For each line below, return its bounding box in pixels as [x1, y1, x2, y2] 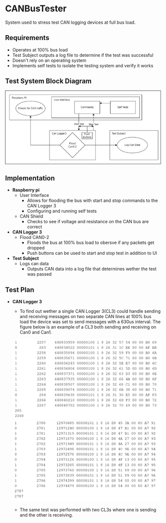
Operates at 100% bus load [12, 47, 68, 52]
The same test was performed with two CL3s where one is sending [19, 507, 157, 513]
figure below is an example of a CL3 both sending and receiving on [19, 324, 157, 330]
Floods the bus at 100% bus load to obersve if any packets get [27, 239, 155, 245]
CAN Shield [19, 213, 43, 219]
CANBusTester [5, 3, 67, 14]
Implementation [5, 174, 55, 182]
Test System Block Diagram [5, 77, 92, 86]
